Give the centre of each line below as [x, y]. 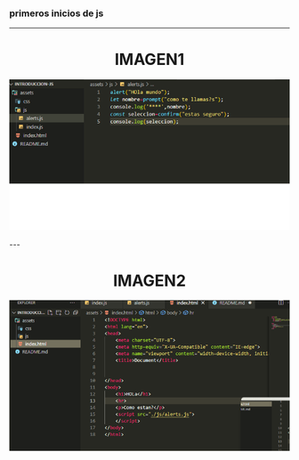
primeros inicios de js [57, 13]
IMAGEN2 [149, 281]
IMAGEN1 [149, 60]
